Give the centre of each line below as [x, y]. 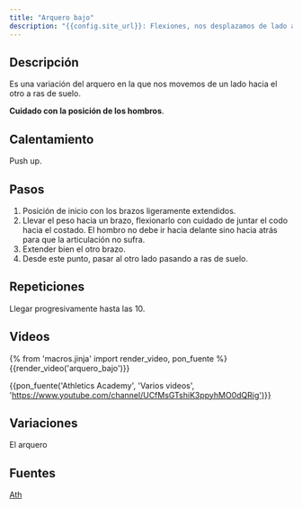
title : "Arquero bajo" [52, 18]
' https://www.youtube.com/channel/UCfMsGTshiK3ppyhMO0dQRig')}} [140, 395]
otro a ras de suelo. [45, 94]
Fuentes [33, 473]
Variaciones [44, 423]
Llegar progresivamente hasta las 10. [77, 308]
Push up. [26, 161]
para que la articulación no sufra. [84, 239]
